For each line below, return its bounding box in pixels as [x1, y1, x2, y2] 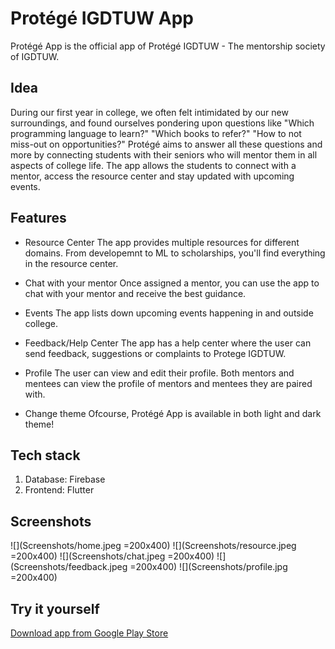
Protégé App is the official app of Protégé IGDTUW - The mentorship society [10, 40, 326, 52]
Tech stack [10, 447, 81, 464]
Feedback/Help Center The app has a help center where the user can [24, 337, 312, 349]
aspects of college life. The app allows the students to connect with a [10, 159, 297, 171]
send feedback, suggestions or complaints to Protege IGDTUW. [24, 347, 287, 359]
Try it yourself [10, 600, 100, 617]
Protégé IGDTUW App [10, 7, 194, 30]
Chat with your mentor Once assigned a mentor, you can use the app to [24, 277, 320, 289]
